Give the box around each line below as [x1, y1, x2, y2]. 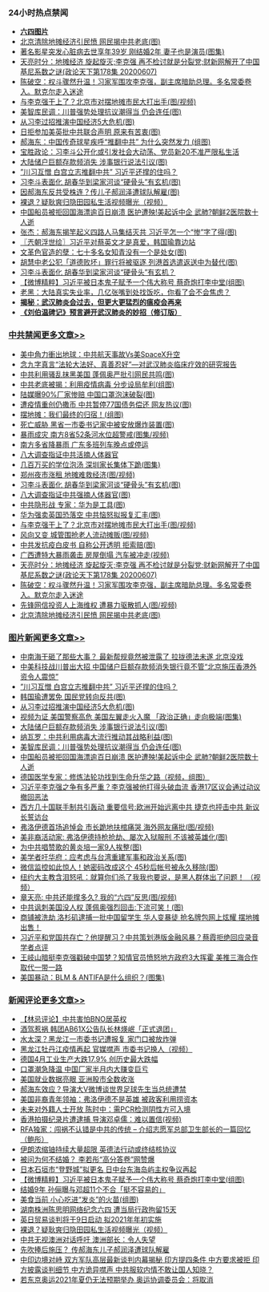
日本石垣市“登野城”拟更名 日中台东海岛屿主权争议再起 [19, 1164, 198, 1174]
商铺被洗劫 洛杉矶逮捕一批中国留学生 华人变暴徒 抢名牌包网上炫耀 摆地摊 [19, 912, 260, 921]
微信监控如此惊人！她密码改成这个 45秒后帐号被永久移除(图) [19, 862, 219, 872]
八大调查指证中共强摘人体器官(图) [19, 489, 131, 499]
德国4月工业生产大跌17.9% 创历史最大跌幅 [19, 1055, 159, 1064]
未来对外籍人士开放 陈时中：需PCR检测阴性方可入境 [19, 1104, 191, 1114]
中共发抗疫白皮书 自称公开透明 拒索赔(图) [19, 540, 156, 549]
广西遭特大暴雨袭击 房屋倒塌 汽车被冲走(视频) [19, 549, 170, 559]
